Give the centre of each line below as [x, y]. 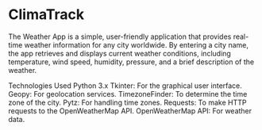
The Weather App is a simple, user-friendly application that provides [120, 36]
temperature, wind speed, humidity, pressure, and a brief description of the [131, 62]
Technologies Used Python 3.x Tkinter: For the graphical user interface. [125, 86]
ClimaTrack [46, 15]
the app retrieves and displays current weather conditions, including [120, 53]
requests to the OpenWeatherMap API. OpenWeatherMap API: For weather [130, 111]
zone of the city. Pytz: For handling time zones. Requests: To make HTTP [127, 102]
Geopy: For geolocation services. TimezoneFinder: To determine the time [128, 94]
